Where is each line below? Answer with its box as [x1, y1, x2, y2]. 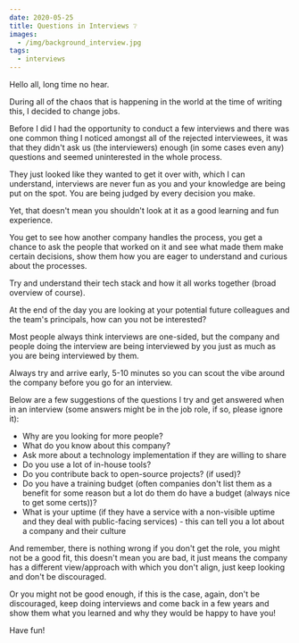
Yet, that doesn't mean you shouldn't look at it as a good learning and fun [9, 205, 279, 215]
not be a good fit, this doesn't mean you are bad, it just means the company [9, 553, 288, 563]
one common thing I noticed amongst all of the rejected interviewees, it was [9, 133, 288, 143]
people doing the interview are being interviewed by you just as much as [9, 341, 277, 351]
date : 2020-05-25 [9, 13, 74, 22]
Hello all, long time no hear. [9, 79, 110, 89]
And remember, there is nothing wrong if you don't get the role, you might [9, 543, 280, 554]
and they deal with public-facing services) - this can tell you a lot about [21, 516, 285, 527]
